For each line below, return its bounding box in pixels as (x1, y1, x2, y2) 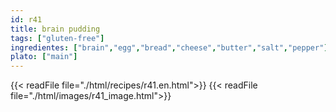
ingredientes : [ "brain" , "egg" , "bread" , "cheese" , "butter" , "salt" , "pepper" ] (10, 42, 329, 53)
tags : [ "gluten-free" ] (10, 33, 105, 43)
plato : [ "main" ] (10, 52, 78, 62)
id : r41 (10, 14, 43, 25)
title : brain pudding (10, 24, 101, 34)
